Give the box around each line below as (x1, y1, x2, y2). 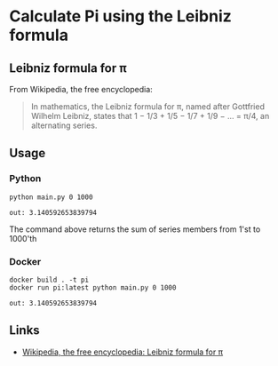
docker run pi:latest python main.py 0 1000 (9, 282, 177, 292)
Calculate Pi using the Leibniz (9, 6, 233, 27)
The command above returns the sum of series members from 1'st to (9, 224, 261, 235)
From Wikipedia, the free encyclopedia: (9, 84, 153, 94)
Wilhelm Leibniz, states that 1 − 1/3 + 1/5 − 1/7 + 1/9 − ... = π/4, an (30, 111, 270, 121)
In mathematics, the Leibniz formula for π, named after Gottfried (30, 101, 265, 112)
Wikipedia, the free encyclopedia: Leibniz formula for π (21, 346, 224, 357)
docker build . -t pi (9, 275, 90, 284)
